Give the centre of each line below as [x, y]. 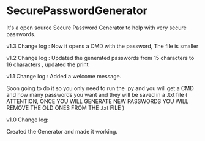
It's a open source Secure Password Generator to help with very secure [96, 28]
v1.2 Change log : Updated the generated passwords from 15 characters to [100, 58]
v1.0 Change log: [28, 120]
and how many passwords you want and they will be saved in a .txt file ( [97, 94]
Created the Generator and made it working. [62, 131]
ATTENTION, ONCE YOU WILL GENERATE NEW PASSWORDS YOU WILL [97, 101]
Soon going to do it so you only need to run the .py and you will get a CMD [100, 88]
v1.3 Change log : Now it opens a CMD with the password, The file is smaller [102, 46]
